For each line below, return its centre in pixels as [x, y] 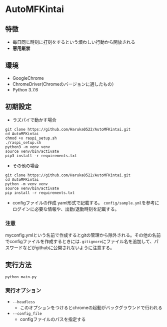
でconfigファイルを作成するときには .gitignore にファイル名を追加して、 [80, 241]
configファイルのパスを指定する [53, 319]
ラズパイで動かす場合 [34, 120]
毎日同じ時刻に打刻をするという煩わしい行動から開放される [74, 42]
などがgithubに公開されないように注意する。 [68, 248]
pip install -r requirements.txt [40, 193]
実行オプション [23, 290]
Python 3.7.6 [25, 89]
